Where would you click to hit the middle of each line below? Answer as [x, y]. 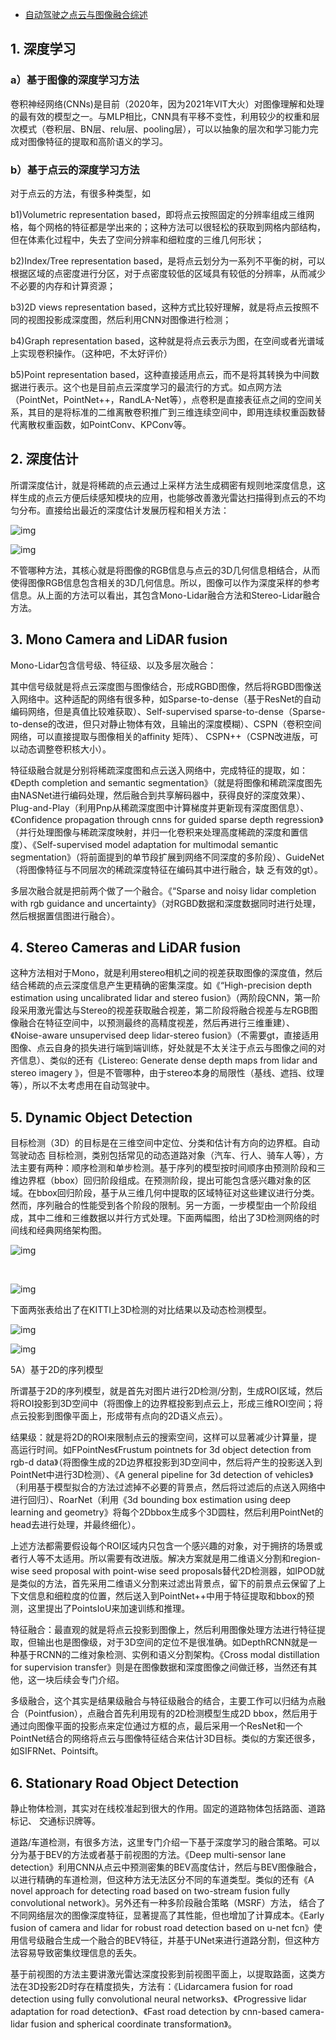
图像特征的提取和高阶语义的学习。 [97, 141]
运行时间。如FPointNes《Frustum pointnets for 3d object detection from [165, 1450]
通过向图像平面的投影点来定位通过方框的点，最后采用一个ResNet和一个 [156, 1726]
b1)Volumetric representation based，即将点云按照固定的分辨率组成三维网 [162, 214]
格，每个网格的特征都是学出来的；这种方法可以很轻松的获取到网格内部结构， [168, 227]
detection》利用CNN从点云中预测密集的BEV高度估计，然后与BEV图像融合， [166, 1867]
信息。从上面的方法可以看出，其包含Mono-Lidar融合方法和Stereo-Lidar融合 [165, 595]
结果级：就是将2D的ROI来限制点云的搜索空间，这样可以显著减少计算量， [159, 1437]
